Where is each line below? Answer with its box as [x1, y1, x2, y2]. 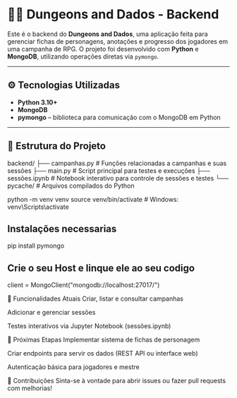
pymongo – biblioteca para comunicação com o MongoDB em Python [17, 113, 221, 121]
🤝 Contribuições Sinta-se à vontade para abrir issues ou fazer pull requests [7, 377, 226, 385]
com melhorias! [7, 384, 53, 392]
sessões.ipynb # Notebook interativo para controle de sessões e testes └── [7, 174, 229, 182]
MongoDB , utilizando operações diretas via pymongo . [7, 52, 159, 61]
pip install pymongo [7, 241, 65, 250]
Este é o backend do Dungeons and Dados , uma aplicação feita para [7, 30, 208, 38]
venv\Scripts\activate [7, 203, 69, 211]
